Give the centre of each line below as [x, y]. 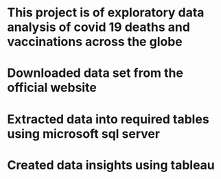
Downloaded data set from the [95, 73]
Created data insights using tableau [111, 165]
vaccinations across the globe [95, 42]
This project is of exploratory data [106, 13]
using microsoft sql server [83, 133]
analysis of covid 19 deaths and [99, 27]
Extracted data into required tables [108, 119]
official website [52, 88]
